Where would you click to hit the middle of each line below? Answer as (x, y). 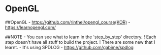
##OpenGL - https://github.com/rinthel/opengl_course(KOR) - (68, 22)
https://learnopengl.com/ (30, 27)
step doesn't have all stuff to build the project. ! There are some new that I (80, 42)
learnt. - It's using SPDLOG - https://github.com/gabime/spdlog (69, 47)
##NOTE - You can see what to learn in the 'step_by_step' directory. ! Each (81, 37)
